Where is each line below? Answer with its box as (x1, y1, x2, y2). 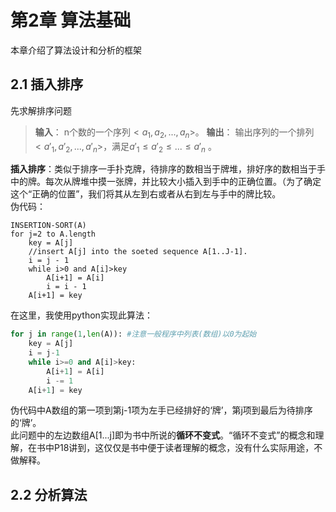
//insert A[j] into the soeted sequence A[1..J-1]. (28, 247, 248, 257)
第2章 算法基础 (10, 9, 132, 32)
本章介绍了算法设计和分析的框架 (10, 44, 142, 56)
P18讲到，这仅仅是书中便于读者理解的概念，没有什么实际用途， (53, 442, 315, 454)
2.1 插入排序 (10, 76, 84, 93)
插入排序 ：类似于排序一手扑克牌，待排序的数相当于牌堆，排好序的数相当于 (10, 163, 317, 175)
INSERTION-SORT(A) (10, 221, 87, 231)
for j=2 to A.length (10, 229, 97, 240)
